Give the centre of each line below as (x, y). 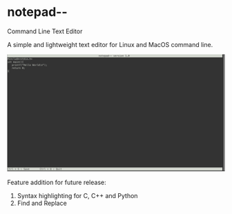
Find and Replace (42, 203)
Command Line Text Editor (45, 31)
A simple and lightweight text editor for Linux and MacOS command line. (110, 44)
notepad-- (37, 12)
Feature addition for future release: (57, 182)
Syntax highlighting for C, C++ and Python (77, 196)
